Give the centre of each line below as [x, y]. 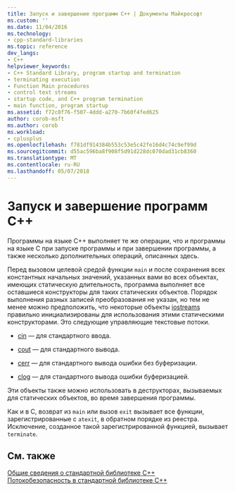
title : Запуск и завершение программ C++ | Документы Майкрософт [105, 14]
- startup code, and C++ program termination [75, 99]
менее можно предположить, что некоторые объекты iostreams [104, 307]
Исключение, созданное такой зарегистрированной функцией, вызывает [118, 426]
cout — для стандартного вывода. [69, 349]
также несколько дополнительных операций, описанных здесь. [103, 255]
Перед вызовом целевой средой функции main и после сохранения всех [116, 269]
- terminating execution [44, 79]
